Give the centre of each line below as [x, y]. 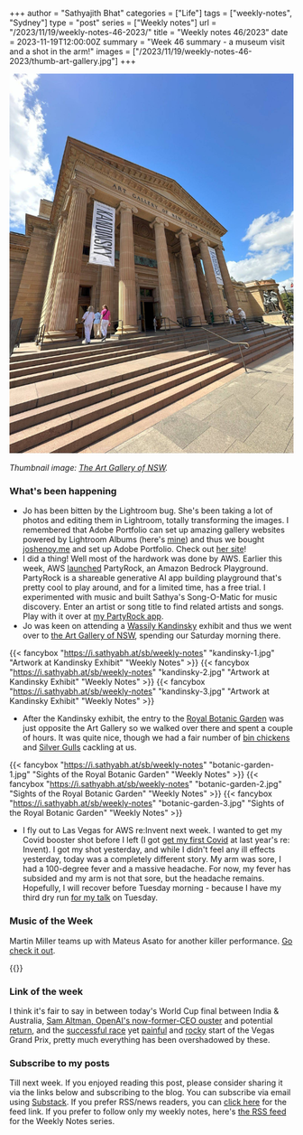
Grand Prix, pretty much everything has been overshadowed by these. [140, 1039]
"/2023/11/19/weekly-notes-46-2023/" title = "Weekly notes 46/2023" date [149, 32]
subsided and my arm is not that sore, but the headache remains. [143, 878]
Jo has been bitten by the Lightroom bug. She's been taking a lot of [147, 511]
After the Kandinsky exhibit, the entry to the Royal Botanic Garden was [153, 718]
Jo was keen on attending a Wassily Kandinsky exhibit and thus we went [157, 626]
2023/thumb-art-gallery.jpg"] [64, 61]
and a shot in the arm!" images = [70, 52]
